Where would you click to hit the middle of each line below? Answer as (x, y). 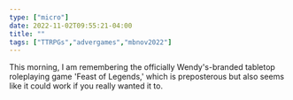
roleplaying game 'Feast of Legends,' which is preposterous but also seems (147, 77)
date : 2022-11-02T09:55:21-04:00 (71, 26)
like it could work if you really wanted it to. (86, 86)
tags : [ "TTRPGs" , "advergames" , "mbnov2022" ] (91, 42)
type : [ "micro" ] (39, 17)
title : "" (27, 34)
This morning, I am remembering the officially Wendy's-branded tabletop (143, 67)
